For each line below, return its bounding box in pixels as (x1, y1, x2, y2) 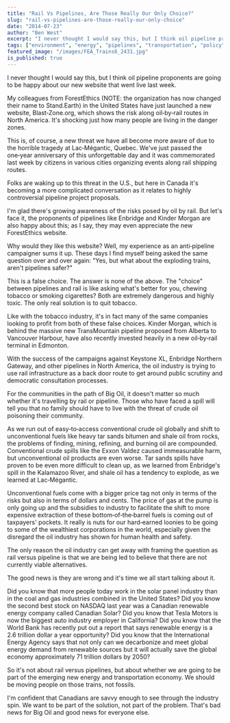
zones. (7, 123, 26, 131)
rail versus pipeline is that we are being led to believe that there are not (7, 553, 207, 561)
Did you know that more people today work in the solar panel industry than (7, 587, 218, 595)
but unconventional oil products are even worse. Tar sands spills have (7, 454, 204, 462)
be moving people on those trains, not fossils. (7, 680, 136, 689)
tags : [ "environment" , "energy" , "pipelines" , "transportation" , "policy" (7, 42, 225, 49)
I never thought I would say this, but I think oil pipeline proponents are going (7, 73, 221, 82)
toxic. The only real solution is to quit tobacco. (7, 299, 138, 307)
